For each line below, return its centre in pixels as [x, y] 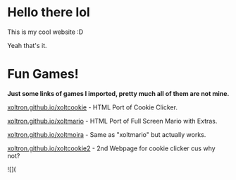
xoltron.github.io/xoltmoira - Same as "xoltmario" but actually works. [107, 134]
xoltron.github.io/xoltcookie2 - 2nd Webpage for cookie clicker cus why [112, 148]
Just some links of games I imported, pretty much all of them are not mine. [118, 93]
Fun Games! [43, 74]
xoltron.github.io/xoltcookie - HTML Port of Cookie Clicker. [93, 107]
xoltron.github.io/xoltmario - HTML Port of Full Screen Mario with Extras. [112, 121]
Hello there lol [49, 12]
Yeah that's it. [27, 45]
